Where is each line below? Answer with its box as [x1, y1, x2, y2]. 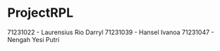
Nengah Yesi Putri [7, 35, 60, 43]
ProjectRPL [7, 5, 74, 21]
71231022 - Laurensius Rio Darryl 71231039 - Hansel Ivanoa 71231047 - [7, 28, 214, 36]
